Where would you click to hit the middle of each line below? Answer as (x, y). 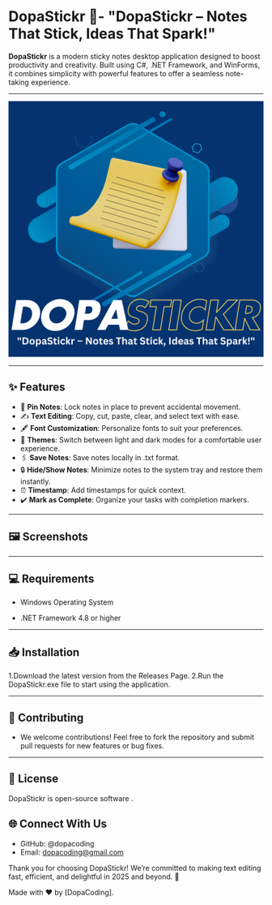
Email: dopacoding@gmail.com (72, 852)
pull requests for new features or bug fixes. (92, 746)
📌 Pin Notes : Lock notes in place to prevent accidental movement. (130, 407)
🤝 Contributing (46, 718)
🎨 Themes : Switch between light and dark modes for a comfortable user (141, 440)
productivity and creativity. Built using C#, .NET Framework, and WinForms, (134, 65)
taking (19, 82)
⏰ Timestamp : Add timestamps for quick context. (103, 489)
